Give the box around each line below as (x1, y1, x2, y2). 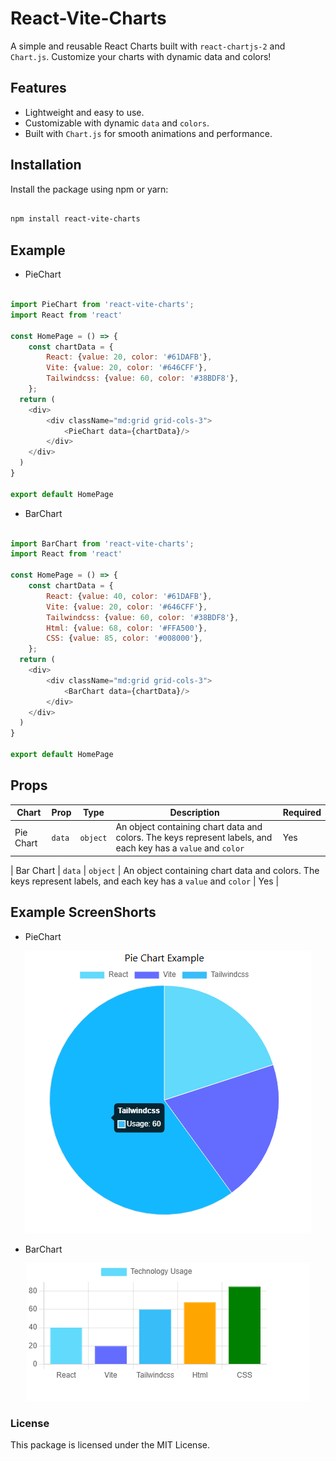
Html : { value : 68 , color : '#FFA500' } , (46, 623, 208, 633)
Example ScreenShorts (10, 904, 157, 921)
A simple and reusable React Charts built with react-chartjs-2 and (10, 40, 286, 52)
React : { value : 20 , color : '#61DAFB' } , (46, 352, 213, 362)
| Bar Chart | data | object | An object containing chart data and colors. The (10, 864, 320, 876)
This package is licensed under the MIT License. (10, 1439, 210, 1451)
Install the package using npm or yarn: (10, 183, 169, 195)
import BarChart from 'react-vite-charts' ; (10, 538, 195, 549)
